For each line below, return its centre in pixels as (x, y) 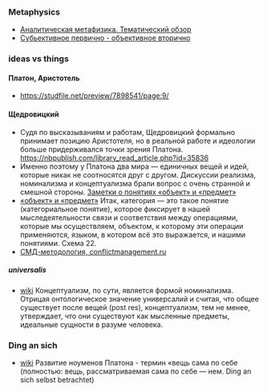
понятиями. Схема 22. (58, 243)
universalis (27, 270)
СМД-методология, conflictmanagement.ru (93, 251)
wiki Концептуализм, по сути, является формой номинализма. (127, 290)
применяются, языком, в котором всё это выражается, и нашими (133, 235)
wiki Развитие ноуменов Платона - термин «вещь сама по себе (129, 362)
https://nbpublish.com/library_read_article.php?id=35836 (114, 157)
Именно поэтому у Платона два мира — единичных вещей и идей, (134, 166)
